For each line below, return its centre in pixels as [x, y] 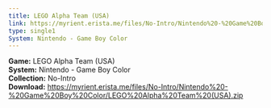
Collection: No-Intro [42, 78]
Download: [27, 87]
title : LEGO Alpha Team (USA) [59, 16]
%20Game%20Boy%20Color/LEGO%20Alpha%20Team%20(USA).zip [126, 96]
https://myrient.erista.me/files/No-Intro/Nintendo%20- [138, 87]
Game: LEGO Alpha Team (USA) [62, 61]
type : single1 [32, 31]
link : [17, 23]
